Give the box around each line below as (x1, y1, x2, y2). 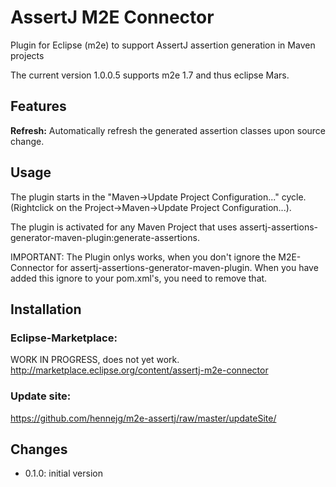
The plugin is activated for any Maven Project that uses (10, 221, 238, 233)
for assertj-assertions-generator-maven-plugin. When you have (56, 261, 319, 273)
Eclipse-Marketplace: (10, 331, 118, 345)
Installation (10, 301, 82, 318)
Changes (10, 441, 68, 458)
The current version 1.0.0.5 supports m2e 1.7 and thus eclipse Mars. (10, 69, 290, 81)
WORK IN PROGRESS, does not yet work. (10, 354, 180, 366)
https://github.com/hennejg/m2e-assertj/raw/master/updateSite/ (10, 412, 277, 424)
